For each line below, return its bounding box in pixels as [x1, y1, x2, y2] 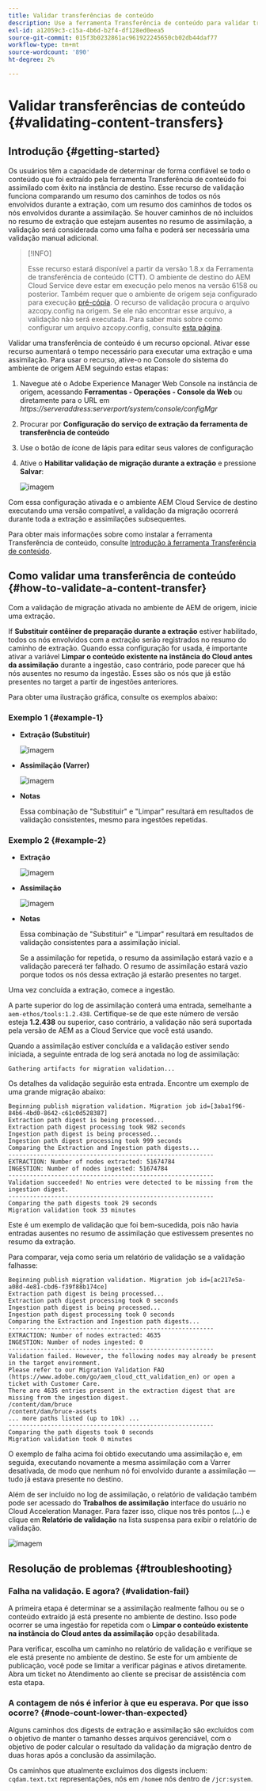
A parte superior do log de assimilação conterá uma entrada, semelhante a [8, 1000, 252, 1010]
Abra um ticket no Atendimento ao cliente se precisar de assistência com [8, 1669, 246, 1679]
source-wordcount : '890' [8, 48, 90, 56]
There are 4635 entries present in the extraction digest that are [8, 1387, 236, 1395]
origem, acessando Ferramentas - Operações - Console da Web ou [19, 387, 243, 397]
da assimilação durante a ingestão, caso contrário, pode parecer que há [8, 660, 245, 670]
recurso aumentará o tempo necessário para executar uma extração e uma [8, 346, 253, 356]
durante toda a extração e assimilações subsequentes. [8, 514, 187, 523]
